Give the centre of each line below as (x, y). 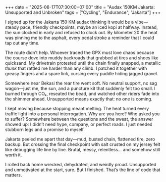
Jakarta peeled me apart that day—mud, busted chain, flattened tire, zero (80, 139)
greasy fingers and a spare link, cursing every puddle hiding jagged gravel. (82, 73)
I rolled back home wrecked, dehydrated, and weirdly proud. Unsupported (81, 164)
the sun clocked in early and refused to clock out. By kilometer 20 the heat (81, 32)
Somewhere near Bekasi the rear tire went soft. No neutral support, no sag (81, 83)
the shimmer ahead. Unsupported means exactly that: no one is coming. (79, 99)
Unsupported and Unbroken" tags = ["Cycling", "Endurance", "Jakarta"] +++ (83, 12)
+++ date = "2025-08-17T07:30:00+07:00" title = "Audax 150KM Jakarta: (80, 7)
